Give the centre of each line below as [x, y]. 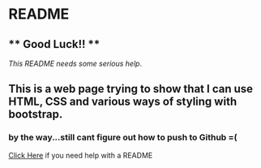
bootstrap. [36, 114]
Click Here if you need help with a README [81, 155]
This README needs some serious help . [75, 63]
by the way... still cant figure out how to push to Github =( [123, 137]
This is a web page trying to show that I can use [131, 89]
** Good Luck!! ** [54, 44]
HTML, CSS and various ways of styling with [123, 102]
